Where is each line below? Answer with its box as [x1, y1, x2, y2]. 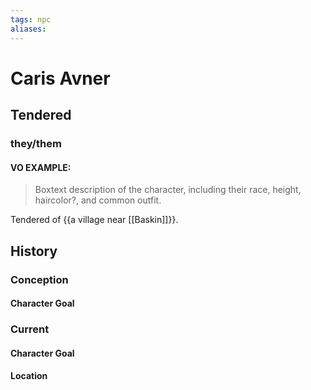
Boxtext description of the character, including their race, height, [34, 184, 302, 196]
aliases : [10, 24, 47, 34]
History [10, 242, 58, 260]
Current [10, 322, 50, 336]
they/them [10, 137, 62, 150]
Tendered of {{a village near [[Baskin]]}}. [10, 214, 179, 226]
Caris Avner [10, 67, 111, 90]
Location [10, 370, 48, 382]
